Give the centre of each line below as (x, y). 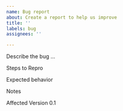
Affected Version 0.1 (31, 103)
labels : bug (21, 28)
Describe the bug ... (31, 56)
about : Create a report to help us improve (62, 17)
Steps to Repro (25, 68)
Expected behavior (30, 80)
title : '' (19, 23)
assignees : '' (24, 34)
